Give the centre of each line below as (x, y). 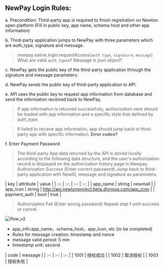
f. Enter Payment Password (33, 144)
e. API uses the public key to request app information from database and (79, 94)
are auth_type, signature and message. (45, 45)
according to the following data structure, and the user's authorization (88, 158)
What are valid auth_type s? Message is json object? (69, 60)
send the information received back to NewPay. (53, 99)
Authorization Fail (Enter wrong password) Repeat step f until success (88, 204)
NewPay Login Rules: (38, 8)
